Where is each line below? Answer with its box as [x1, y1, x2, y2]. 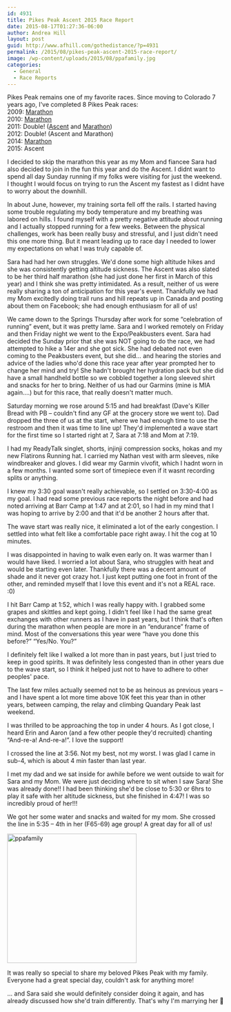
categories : [7, 61, 41, 68]
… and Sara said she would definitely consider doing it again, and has [7, 989, 205, 998]
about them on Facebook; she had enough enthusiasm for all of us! [7, 301, 198, 310]
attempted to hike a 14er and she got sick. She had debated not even [7, 344, 203, 353]
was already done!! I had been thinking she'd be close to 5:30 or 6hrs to [7, 784, 212, 793]
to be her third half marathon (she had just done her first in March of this [7, 272, 213, 281]
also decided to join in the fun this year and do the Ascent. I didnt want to [7, 165, 215, 173]
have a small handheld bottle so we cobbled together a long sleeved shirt [7, 374, 215, 382]
